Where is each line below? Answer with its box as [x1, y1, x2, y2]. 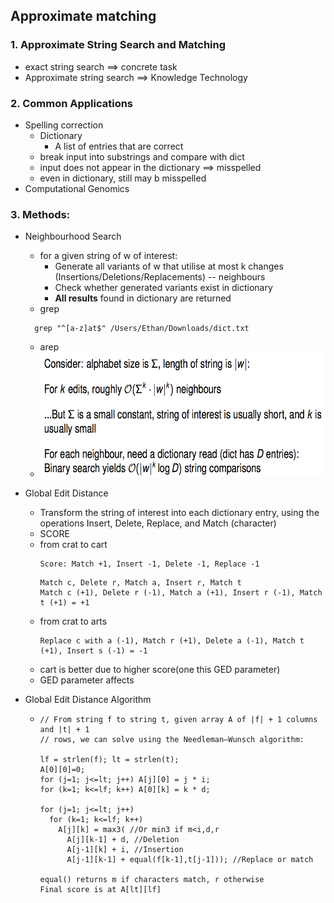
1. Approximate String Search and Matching [10, 38, 227, 52]
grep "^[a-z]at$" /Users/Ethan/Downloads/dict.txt [34, 324, 250, 334]
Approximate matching [10, 8, 157, 25]
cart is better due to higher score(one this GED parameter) [39, 664, 281, 676]
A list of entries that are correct [54, 140, 184, 152]
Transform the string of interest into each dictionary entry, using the [39, 507, 320, 519]
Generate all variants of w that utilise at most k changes [54, 260, 284, 273]
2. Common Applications [10, 96, 134, 110]
